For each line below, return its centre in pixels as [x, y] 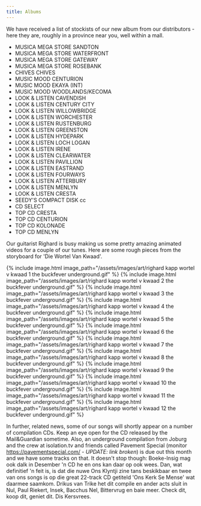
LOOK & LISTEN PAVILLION [49, 161]
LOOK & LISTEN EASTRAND [49, 168]
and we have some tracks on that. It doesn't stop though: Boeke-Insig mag [98, 458]
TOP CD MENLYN [37, 232]
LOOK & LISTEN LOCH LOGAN [52, 142]
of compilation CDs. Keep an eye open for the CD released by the [87, 432]
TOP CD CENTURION [41, 219]
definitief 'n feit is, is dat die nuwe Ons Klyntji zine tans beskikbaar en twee [99, 471]
